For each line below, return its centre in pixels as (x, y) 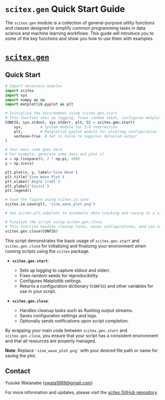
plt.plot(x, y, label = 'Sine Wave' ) (41, 172)
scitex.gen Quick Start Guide (65, 9)
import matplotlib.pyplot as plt (39, 105)
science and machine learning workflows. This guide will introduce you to (80, 33)
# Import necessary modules (34, 86)
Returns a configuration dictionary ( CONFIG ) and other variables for (86, 286)
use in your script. (38, 291)
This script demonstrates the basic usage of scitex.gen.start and (72, 241)
